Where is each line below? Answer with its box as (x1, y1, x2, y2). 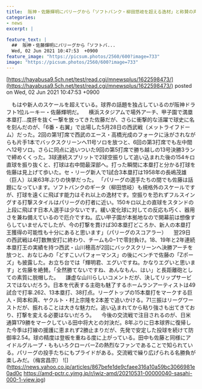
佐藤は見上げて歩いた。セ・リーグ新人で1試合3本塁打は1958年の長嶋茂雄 (6, 168, 187, 176)
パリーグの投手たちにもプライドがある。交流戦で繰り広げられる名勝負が (16, 349, 196, 356)
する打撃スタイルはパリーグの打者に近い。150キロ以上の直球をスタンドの (11, 198, 194, 206)
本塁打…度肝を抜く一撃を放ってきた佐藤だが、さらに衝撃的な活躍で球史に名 (6, 115, 195, 123)
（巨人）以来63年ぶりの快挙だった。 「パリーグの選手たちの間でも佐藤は (6, 176, 188, 183)
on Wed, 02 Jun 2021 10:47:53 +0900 (6, 88, 100, 96)
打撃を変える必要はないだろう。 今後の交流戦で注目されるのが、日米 (16, 311, 191, 319)
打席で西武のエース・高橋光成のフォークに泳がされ (59, 130, 185, 138)
